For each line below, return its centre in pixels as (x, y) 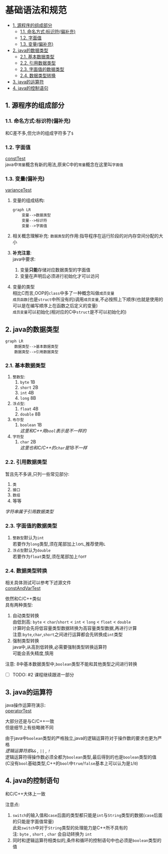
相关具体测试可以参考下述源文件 (38, 583)
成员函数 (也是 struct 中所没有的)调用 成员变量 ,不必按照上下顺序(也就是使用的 (88, 299)
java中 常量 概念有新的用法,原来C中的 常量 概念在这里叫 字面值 (64, 164)
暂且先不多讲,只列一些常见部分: (37, 474)
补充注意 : (22, 253)
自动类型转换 (26, 616)
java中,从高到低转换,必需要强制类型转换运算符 (60, 647)
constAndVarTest (23, 588)
